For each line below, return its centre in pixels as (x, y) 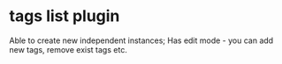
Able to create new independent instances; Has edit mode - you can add (141, 40)
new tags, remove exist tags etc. (69, 49)
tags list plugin (65, 16)
